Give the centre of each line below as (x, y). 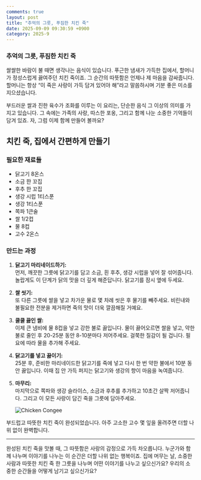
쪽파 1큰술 (26, 212)
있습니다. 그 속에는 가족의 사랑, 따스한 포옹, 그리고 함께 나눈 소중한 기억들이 (105, 113)
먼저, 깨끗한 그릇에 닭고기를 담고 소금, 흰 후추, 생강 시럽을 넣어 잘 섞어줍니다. (104, 273)
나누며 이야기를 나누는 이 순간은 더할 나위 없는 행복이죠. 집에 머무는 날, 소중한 (102, 456)
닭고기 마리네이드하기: (41, 265)
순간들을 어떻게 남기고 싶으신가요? (57, 471)
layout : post (22, 17)
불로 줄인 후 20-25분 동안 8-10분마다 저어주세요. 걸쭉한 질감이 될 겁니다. (99, 336)
